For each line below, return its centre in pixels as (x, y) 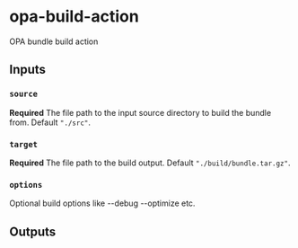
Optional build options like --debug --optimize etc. (102, 203)
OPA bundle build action (54, 41)
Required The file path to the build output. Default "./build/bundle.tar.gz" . (150, 163)
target (24, 144)
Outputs (33, 231)
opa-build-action (74, 17)
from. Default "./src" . (50, 122)
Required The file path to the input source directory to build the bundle (140, 112)
